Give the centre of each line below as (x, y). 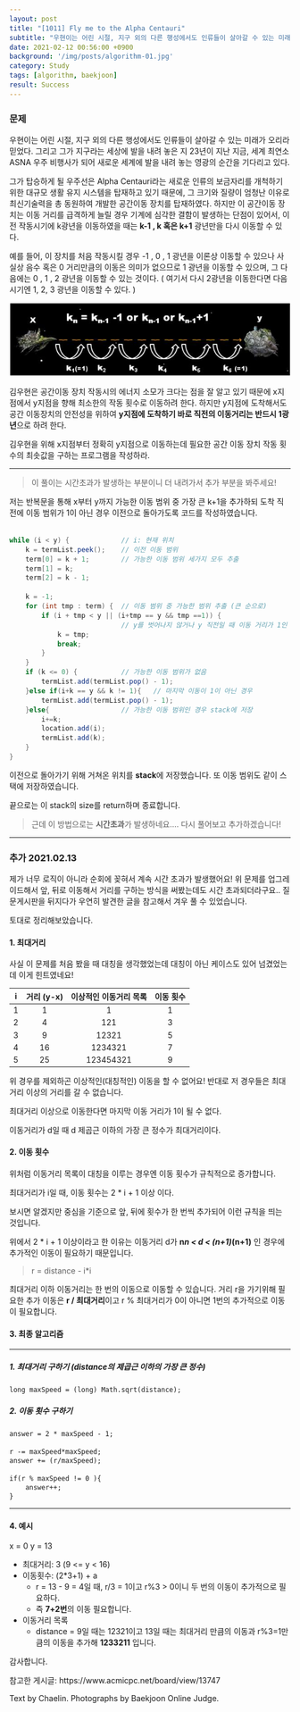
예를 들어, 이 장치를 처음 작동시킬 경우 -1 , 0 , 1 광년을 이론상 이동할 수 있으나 (142, 256)
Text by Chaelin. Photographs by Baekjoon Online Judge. (114, 1699)
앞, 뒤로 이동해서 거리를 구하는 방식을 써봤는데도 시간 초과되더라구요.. (160, 890)
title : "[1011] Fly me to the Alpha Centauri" (97, 28)
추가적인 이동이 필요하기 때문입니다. (71, 1253)
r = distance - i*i (61, 1270)
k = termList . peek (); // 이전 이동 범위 (102, 549)
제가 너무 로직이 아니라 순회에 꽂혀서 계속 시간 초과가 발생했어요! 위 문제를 (137, 879)
